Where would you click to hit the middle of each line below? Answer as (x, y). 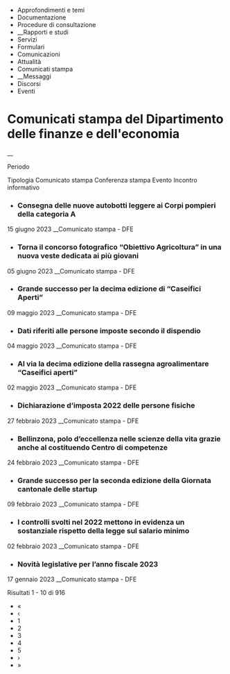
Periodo (18, 167)
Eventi (26, 91)
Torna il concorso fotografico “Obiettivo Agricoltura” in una (119, 247)
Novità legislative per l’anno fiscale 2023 (88, 564)
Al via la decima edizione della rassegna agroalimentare (113, 364)
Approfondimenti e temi (51, 10)
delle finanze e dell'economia (94, 134)
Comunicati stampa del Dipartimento (115, 119)
